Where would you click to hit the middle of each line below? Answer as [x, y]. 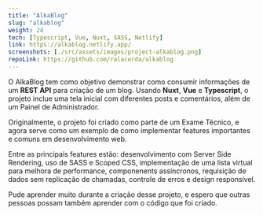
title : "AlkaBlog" [38, 15]
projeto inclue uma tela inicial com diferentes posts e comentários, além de [130, 98]
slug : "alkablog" [37, 23]
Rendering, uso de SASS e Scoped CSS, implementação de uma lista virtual [130, 162]
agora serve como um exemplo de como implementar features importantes [130, 130]
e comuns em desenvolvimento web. [68, 139]
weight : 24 [26, 30]
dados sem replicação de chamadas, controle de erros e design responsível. [132, 179]
